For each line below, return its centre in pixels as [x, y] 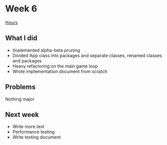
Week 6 [21, 9]
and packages [27, 61]
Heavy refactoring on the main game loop [55, 66]
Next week [22, 114]
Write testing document [36, 137]
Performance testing [33, 132]
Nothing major [20, 99]
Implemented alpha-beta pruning [46, 50]
